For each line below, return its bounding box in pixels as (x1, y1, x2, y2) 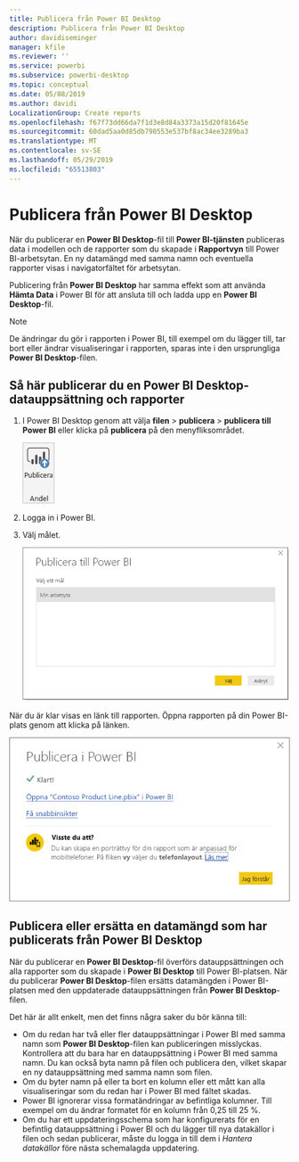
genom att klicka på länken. (28, 719, 130, 730)
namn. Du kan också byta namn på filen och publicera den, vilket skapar (21, 1057, 287, 1067)
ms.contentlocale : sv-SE (9, 146, 101, 155)
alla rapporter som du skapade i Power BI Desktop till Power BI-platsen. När (9, 966, 287, 977)
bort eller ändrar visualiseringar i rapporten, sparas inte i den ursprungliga (9, 342, 280, 353)
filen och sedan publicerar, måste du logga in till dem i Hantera (21, 1133, 253, 1143)
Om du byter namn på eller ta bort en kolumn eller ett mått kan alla (21, 1075, 265, 1087)
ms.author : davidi (9, 99, 77, 108)
